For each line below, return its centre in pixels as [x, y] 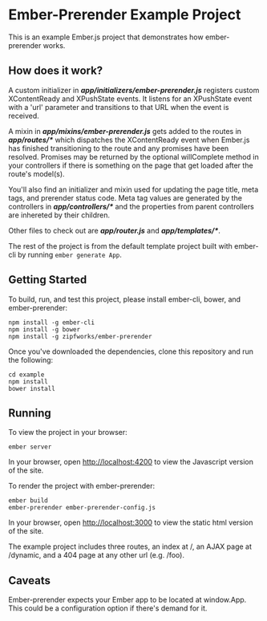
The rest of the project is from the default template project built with [120, 246]
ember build [28, 501]
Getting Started [48, 280]
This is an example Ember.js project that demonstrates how [106, 37]
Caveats [29, 580]
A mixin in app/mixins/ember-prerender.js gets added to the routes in [125, 131]
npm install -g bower [44, 329]
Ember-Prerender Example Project [125, 15]
